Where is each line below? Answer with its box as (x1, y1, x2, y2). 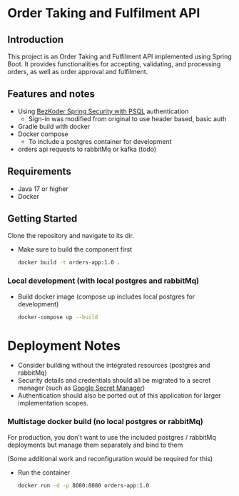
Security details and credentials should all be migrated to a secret (17, 376, 211, 385)
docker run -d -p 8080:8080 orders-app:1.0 (17, 482, 150, 489)
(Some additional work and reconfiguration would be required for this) (7, 454, 213, 463)
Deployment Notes (7, 337, 121, 353)
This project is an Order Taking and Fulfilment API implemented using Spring (7, 52, 232, 61)
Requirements (7, 165, 71, 177)
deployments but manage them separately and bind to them (7, 440, 183, 449)
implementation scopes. (17, 399, 89, 408)
